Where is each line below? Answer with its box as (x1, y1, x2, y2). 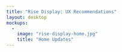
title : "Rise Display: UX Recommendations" (6, 8, 117, 15)
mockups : (6, 20, 28, 26)
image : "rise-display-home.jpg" (17, 31, 98, 37)
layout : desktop (6, 14, 47, 20)
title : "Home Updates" (17, 36, 74, 42)
